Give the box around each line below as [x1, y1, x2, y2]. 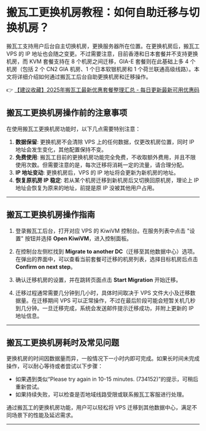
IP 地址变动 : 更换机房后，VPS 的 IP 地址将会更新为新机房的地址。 [15, 169, 180, 176]
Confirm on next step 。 [15, 263, 76, 270]
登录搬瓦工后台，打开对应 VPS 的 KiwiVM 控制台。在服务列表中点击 [15, 227, 186, 234]
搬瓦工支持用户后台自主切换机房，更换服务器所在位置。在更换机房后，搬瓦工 [6, 42, 200, 50]
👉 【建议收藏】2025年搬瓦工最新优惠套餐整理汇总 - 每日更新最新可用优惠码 [6, 86, 200, 93]
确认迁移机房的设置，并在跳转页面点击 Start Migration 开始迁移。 [15, 276, 182, 283]
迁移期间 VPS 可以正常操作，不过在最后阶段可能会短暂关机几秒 [36, 297, 196, 304]
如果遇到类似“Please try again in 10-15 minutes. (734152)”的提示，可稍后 [15, 375, 199, 383]
